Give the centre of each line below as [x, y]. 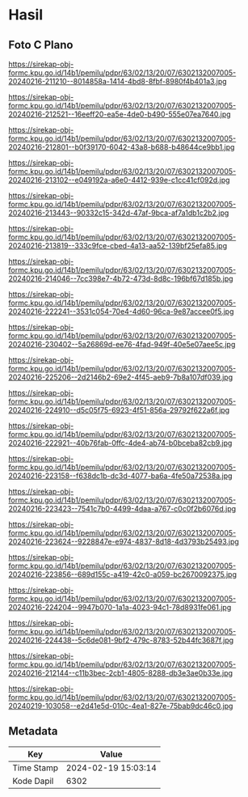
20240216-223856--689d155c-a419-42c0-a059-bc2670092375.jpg [122, 574]
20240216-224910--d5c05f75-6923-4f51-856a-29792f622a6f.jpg [119, 410]
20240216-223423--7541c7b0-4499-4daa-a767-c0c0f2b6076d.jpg [122, 509]
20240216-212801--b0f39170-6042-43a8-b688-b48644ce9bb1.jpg [122, 147]
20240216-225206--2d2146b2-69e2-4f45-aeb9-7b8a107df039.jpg [121, 377]
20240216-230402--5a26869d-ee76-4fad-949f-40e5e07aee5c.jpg [122, 344]
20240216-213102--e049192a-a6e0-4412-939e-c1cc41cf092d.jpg [119, 180]
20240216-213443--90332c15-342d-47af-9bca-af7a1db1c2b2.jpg [119, 213]
